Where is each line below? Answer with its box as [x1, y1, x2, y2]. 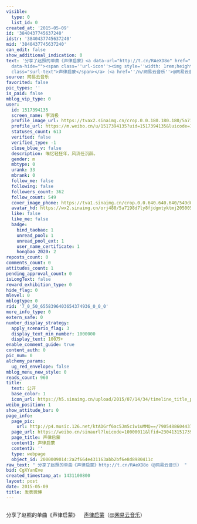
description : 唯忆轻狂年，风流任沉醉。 [11, 150, 98, 156]
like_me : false [11, 216, 49, 222]
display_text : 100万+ [11, 336, 63, 342]
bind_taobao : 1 [16, 227, 54, 233]
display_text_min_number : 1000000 [11, 331, 96, 337]
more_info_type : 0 [6, 309, 51, 315]
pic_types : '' [6, 85, 41, 91]
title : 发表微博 [6, 489, 42, 495]
